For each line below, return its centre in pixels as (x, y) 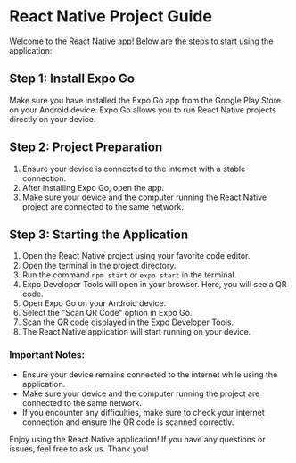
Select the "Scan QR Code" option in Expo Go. (107, 313)
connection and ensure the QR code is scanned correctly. (128, 422)
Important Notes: (47, 355)
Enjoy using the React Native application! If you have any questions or (137, 439)
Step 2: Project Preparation (86, 148)
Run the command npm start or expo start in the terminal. (129, 275)
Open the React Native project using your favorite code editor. (136, 256)
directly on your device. (53, 119)
